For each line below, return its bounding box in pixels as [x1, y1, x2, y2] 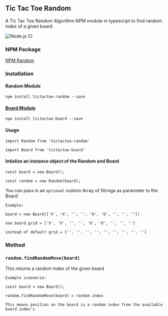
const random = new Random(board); [5, 178, 81, 184]
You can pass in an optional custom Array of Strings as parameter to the [5, 187, 158, 193]
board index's [5, 307, 36, 312]
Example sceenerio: [5, 276, 47, 281]
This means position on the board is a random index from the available [5, 302, 163, 307]
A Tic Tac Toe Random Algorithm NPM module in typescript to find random [5, 17, 162, 24]
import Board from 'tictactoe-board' [5, 147, 86, 152]
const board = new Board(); [5, 169, 65, 174]
